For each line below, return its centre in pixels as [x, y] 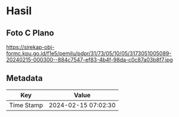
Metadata [24, 78]
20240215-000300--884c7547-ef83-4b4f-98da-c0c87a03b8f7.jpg [89, 60]
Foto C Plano [30, 33]
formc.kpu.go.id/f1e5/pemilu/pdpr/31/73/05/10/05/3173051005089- [89, 53]
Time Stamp [26, 105]
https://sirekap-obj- [30, 47]
